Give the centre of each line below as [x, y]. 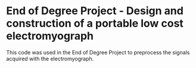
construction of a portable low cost [95, 23]
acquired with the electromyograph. [50, 59]
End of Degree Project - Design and [95, 11]
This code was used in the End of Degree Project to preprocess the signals [98, 52]
